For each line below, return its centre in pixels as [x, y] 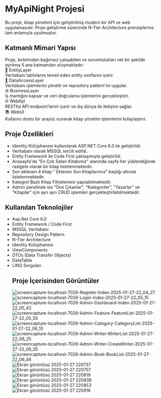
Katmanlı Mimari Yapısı [40, 48]
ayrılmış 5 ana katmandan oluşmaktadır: [45, 65]
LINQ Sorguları [27, 265]
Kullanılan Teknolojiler [39, 207]
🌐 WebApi [15, 101]
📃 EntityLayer [18, 70]
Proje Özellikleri [29, 134]
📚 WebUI [15, 112]
